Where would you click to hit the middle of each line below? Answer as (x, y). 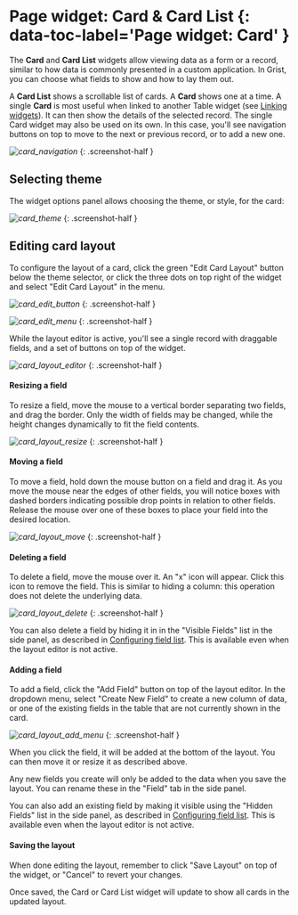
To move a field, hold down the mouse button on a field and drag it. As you (146, 481)
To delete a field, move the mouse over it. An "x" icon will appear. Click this (147, 577)
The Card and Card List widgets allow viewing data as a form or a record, (144, 60)
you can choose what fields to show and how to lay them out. (121, 78)
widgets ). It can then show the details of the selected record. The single (141, 115)
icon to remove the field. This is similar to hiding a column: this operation (142, 586)
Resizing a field (38, 386)
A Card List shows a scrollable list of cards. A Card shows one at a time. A (145, 96)
